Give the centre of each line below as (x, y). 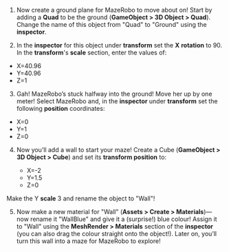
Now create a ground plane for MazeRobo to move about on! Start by (114, 10)
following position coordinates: (61, 108)
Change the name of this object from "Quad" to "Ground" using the (111, 24)
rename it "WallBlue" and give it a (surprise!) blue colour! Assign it (123, 219)
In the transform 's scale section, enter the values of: (91, 52)
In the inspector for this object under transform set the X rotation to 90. (119, 45)
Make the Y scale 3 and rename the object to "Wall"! (81, 198)
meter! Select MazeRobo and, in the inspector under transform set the (117, 101)
